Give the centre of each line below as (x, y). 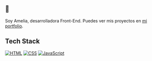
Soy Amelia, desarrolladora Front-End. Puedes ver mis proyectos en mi (76, 20)
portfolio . (14, 26)
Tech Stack (22, 41)
